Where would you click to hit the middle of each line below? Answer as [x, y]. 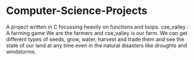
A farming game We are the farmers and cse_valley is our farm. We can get [97, 33]
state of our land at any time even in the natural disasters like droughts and [96, 45]
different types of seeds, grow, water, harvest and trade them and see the [95, 39]
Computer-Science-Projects [77, 11]
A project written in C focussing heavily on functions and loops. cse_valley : [98, 27]
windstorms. [21, 51]
